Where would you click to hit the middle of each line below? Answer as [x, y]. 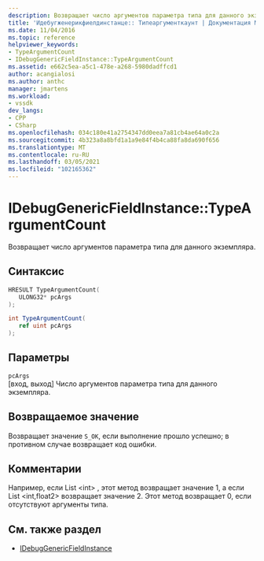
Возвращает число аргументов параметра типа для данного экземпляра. [132, 247]
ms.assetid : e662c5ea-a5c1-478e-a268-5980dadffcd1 [93, 67]
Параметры [39, 358]
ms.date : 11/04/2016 [42, 30]
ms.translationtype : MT [47, 147]
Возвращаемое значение [74, 417]
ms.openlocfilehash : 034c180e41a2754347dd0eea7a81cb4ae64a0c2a [114, 132]
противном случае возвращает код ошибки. [82, 444]
